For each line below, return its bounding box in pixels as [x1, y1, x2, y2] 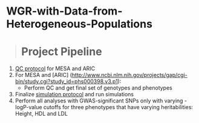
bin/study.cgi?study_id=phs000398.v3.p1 [15, 78, 118, 85]
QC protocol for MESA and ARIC [15, 65, 96, 72]
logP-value [15, 104, 42, 111]
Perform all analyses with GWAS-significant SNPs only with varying [15, 97, 183, 104]
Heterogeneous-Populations [6, 17, 153, 31]
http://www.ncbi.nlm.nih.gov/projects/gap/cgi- [71, 71, 188, 79]
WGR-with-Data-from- [6, 4, 123, 18]
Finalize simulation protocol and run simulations [15, 91, 134, 98]
